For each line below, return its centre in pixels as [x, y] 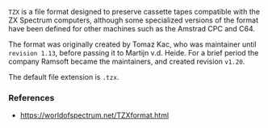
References [31, 97]
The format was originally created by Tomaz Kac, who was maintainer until [132, 44]
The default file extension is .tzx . [64, 77]
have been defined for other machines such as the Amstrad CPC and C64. [132, 29]
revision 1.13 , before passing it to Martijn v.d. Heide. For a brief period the [134, 53]
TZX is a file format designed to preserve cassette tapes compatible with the [134, 12]
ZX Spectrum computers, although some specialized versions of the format [134, 20]
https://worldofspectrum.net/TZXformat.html [94, 115]
